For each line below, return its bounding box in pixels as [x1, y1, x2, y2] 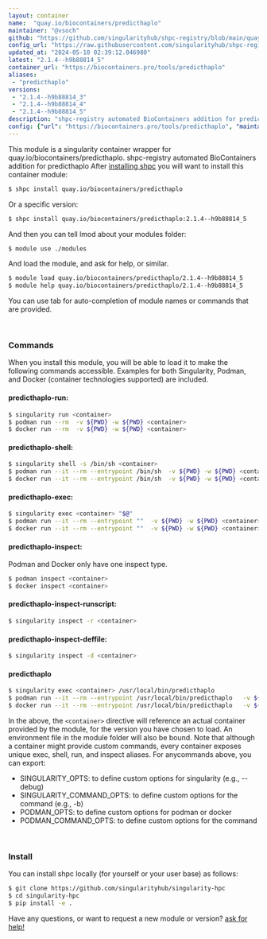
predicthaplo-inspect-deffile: [8, 634, 107, 644]
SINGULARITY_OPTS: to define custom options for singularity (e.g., [19, 773, 240, 783]
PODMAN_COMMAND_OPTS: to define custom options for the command [19, 816, 257, 825]
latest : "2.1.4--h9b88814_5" [8, 56, 105, 64]
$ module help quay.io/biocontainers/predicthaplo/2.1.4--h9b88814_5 [8, 281, 244, 290]
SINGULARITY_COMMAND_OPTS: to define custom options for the [19, 790, 238, 800]
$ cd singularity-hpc [8, 892, 80, 900]
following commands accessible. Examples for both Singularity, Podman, [8, 367, 246, 376]
